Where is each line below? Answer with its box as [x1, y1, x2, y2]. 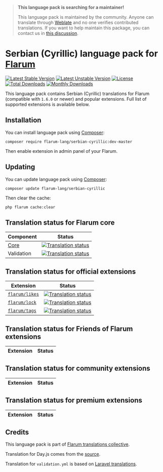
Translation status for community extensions [5, 364, 150, 373]
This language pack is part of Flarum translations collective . [5, 441, 130, 447]
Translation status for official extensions [5, 267, 136, 276]
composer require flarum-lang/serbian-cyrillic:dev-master [5, 139, 133, 144]
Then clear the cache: [5, 195, 51, 201]
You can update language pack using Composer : [5, 176, 107, 182]
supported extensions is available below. [5, 101, 90, 107]
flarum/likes [8, 291, 39, 297]
